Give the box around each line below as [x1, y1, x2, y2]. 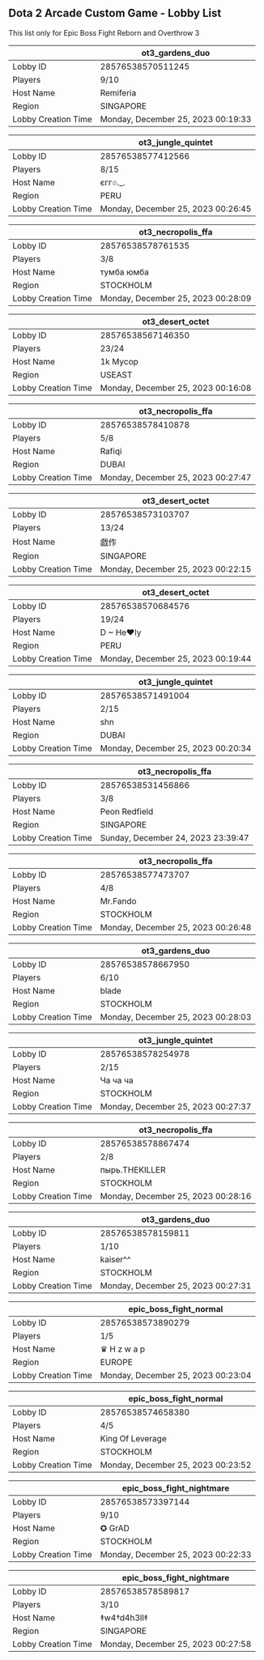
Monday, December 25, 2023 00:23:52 [100, 1459, 252, 1471]
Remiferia [100, 87, 137, 98]
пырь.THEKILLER [100, 1164, 166, 1175]
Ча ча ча [100, 1075, 134, 1086]
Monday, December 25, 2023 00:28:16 [100, 1190, 252, 1202]
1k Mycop [100, 355, 139, 367]
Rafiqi [100, 445, 122, 457]
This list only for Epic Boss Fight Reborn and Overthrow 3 [8, 28, 200, 37]
